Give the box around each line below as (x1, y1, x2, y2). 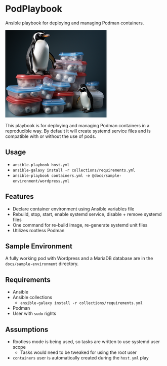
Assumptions (5, 325, 49, 334)
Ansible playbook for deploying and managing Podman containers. (5, 20, 144, 26)
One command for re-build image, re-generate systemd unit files (12, 222, 148, 228)
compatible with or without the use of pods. (5, 133, 96, 139)
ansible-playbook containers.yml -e (12, 173, 90, 178)
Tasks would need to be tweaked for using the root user (20, 349, 137, 355)
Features (5, 192, 34, 201)
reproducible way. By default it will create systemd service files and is (5, 128, 151, 134)
